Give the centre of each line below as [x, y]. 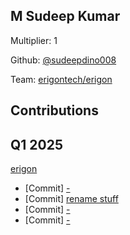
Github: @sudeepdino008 [63, 60]
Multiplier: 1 [34, 40]
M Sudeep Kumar [65, 16]
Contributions [54, 110]
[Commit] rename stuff [71, 199]
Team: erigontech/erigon [61, 79]
